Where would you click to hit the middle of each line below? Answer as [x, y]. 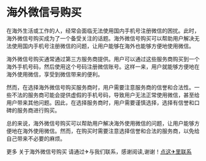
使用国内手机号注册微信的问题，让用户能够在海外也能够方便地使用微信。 [103, 46]
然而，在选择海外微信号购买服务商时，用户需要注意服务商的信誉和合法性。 [100, 87]
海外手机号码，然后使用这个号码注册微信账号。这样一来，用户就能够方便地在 [103, 66]
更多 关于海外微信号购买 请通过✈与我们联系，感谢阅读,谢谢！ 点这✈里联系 [99, 151]
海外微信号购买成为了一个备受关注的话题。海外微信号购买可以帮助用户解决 [100, 38]
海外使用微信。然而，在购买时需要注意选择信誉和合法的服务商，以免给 [111, 131]
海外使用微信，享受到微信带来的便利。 [55, 74]
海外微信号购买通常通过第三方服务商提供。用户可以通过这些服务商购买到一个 [103, 59]
